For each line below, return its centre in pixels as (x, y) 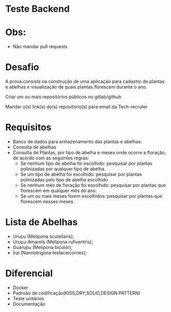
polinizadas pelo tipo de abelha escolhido (64, 180)
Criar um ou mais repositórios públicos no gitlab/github (63, 97)
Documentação (29, 304)
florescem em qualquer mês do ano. (59, 191)
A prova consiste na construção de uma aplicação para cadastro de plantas (85, 81)
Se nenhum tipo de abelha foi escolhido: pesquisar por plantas (86, 163)
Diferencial (29, 273)
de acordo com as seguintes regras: (51, 158)
